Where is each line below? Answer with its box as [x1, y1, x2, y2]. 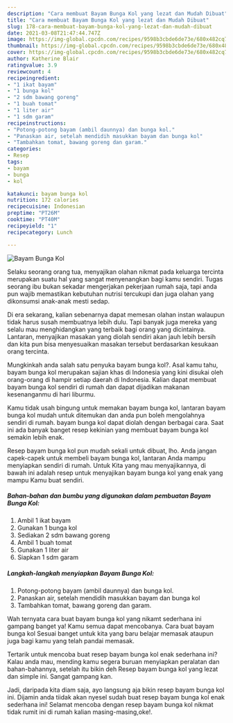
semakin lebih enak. [7, 433, 64, 441]
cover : [7, 49, 26, 56]
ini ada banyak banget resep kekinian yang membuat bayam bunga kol [7, 426, 209, 434]
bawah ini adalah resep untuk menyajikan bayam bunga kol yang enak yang [7, 469, 223, 477]
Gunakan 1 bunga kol [17, 524, 78, 532]
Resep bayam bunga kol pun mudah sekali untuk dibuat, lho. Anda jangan [7, 446, 217, 455]
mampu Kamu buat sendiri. [7, 476, 85, 484]
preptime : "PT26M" [7, 209, 60, 217]
